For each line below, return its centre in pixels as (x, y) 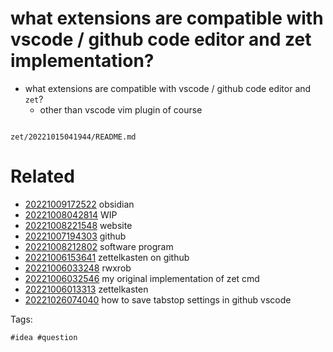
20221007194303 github (75, 236)
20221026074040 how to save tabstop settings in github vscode (158, 299)
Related (42, 176)
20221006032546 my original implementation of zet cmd (142, 278)
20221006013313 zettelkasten (86, 289)
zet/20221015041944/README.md (73, 137)
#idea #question (44, 337)
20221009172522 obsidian (79, 204)
